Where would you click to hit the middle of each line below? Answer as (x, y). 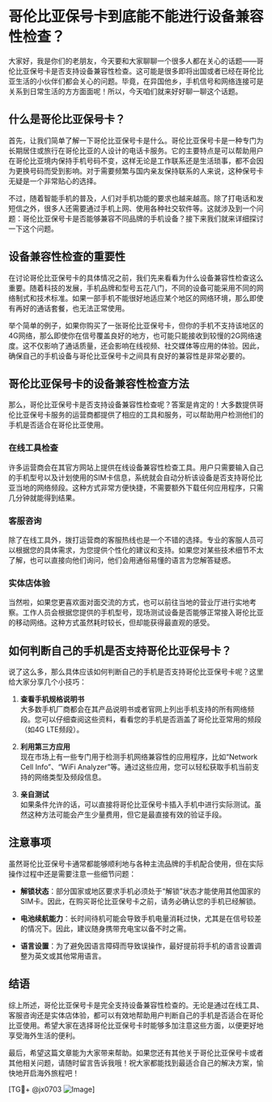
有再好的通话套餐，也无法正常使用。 (69, 308)
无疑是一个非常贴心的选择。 (55, 181)
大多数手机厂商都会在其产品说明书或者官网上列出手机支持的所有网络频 (137, 710)
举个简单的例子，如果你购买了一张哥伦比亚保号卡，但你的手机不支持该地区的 (136, 325)
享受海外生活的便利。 (44, 1036)
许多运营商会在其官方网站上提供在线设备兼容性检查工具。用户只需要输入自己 (136, 467)
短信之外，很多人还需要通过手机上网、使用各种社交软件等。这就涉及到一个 (132, 208)
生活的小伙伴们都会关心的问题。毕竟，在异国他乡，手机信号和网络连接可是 (139, 81)
